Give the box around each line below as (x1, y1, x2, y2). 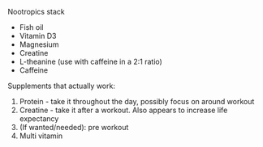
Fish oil (19, 23, 44, 31)
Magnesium (19, 40, 59, 49)
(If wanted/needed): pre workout (19, 123, 129, 132)
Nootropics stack (7, 7, 66, 16)
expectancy (19, 114, 59, 124)
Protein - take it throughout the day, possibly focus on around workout (19, 97, 255, 106)
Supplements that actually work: (7, 81, 115, 90)
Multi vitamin (19, 131, 63, 141)
